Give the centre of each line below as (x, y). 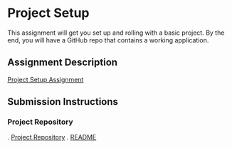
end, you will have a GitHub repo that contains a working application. (108, 40)
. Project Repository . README (52, 137)
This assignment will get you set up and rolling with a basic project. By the (116, 33)
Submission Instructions (63, 102)
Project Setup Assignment (46, 79)
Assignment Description (63, 63)
